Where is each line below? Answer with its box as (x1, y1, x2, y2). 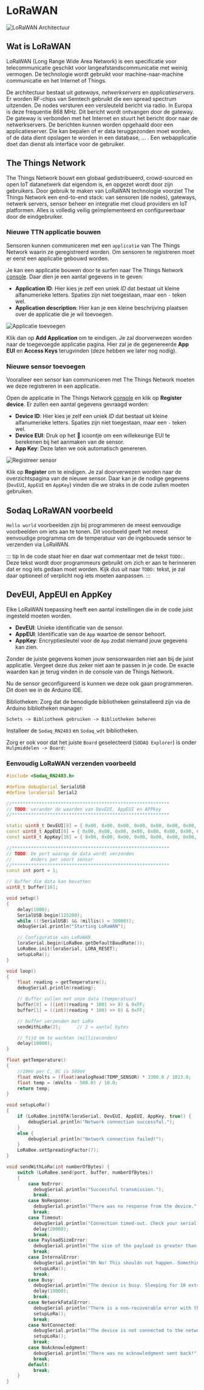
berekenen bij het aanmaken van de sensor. (15, 438, 124, 446)
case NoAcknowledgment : (28, 1344, 88, 1351)
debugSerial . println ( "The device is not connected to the (33, 1327, 183, 1334)
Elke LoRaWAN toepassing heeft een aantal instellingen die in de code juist (6, 605, 193, 613)
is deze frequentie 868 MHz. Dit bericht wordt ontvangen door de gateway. (6, 108, 194, 115)
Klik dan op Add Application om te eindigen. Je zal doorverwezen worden (6, 334, 192, 341)
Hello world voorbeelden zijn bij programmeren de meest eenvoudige (6, 521, 182, 529)
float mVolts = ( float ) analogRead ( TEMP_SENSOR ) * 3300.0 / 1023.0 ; (17, 1074, 191, 1080)
